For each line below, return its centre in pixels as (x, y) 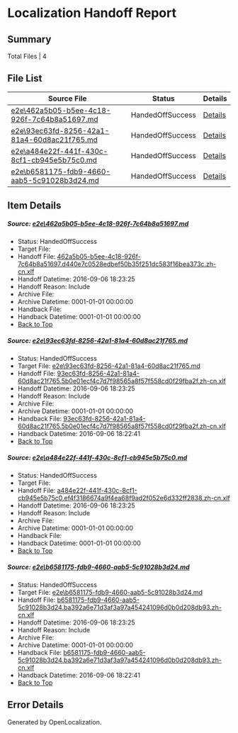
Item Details (34, 206)
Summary (29, 39)
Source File (67, 99)
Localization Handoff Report (92, 13)
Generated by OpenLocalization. (55, 722)
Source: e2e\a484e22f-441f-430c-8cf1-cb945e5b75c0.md (97, 457)
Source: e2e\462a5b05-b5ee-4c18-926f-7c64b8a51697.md (98, 223)
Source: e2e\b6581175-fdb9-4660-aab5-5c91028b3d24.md (98, 567)
